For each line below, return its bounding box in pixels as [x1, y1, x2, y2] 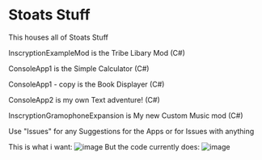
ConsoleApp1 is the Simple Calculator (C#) [8, 63, 150, 74]
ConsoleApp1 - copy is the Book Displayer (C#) [8, 79, 165, 89]
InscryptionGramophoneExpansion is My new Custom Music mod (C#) [8, 111, 244, 120]
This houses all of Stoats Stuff [8, 32, 109, 42]
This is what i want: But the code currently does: [8, 141, 201, 151]
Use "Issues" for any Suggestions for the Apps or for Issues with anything [8, 126, 255, 136]
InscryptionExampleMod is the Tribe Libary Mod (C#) [8, 48, 186, 57]
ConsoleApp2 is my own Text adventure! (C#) [8, 95, 160, 104]
